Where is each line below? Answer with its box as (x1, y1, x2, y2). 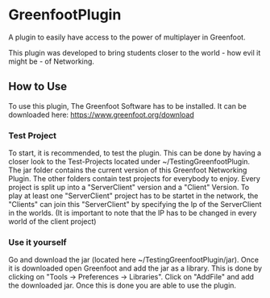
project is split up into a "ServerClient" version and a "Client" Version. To (8, 183, 250, 192)
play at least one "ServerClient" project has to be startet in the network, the (8, 191, 259, 201)
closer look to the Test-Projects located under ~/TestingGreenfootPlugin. (8, 157, 251, 167)
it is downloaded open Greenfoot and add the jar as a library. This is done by (8, 263, 263, 273)
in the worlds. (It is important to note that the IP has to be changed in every (8, 208, 257, 218)
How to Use (8, 80, 68, 93)
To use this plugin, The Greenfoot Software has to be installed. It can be (8, 101, 247, 110)
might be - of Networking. (8, 56, 95, 66)
